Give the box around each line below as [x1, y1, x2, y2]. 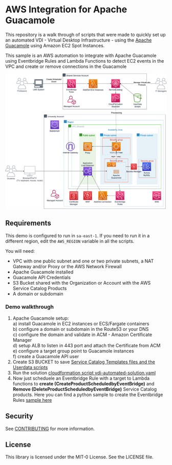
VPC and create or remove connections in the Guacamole [5, 63, 127, 69]
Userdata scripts [12, 364, 48, 370]
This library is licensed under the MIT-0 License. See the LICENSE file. [5, 454, 154, 460]
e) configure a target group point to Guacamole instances [12, 348, 134, 354]
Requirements [5, 219, 51, 228]
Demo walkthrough [5, 303, 54, 310]
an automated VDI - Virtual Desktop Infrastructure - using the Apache [5, 37, 152, 43]
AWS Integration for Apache [5, 4, 127, 15]
